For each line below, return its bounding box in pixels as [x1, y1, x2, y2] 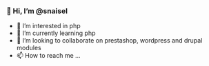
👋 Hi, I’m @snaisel [6, 6, 68, 16]
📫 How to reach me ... [16, 52, 81, 60]
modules [16, 44, 42, 52]
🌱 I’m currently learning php [16, 29, 96, 37]
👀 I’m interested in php [16, 22, 81, 30]
